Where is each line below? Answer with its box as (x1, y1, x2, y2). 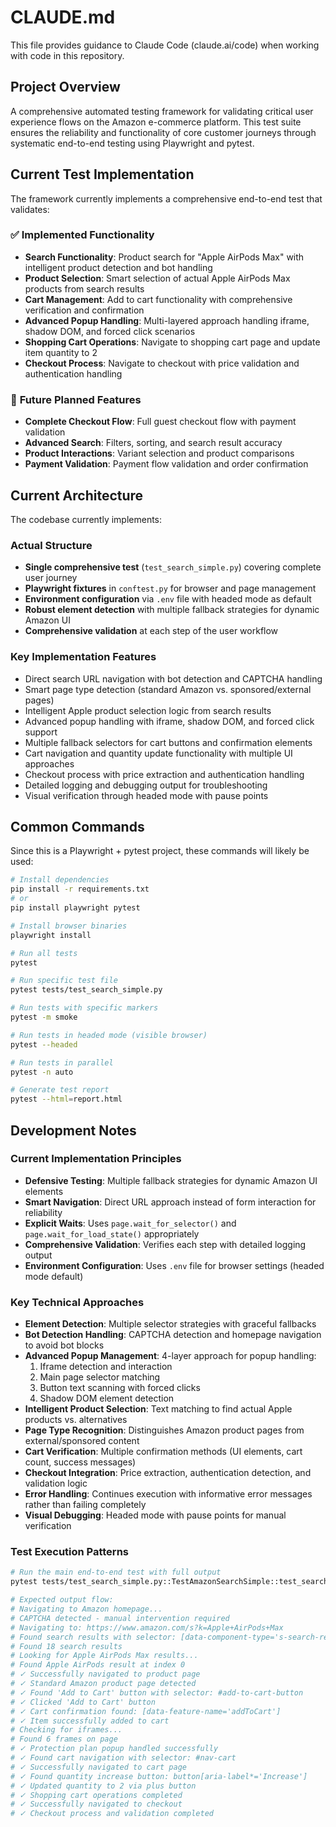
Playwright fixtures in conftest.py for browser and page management (24, 582, 317, 595)
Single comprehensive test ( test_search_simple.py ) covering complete (24, 561, 322, 573)
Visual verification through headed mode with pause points (24, 789, 269, 801)
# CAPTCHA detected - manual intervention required (10, 1613, 230, 1623)
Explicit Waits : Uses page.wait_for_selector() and (24, 1217, 237, 1229)
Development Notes (10, 1122, 137, 1139)
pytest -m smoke (10, 1012, 78, 1022)
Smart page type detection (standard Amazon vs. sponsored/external (24, 683, 312, 695)
